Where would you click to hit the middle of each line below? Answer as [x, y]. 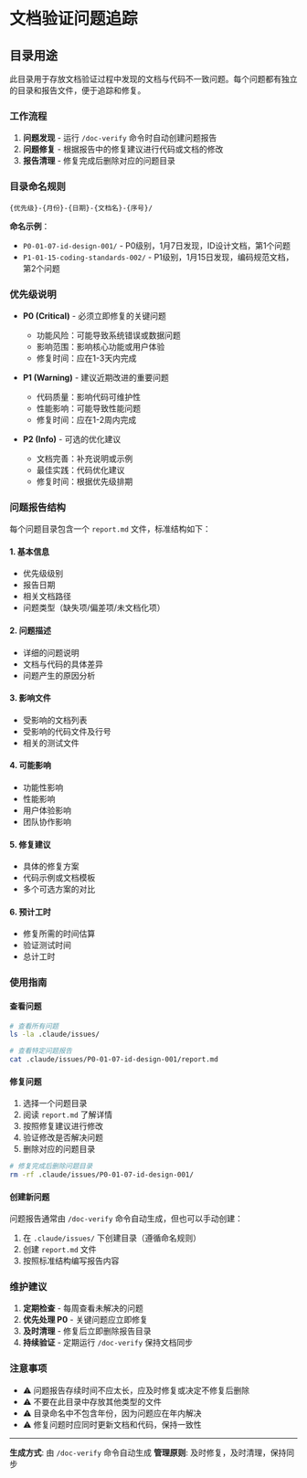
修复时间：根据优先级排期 [85, 481]
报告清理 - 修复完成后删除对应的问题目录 [99, 161]
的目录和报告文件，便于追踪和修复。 [78, 90]
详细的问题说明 [51, 652]
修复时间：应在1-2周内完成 [86, 419]
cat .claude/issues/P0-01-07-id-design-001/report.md [114, 1060]
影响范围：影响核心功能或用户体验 [101, 346]
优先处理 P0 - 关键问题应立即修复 [85, 1320]
